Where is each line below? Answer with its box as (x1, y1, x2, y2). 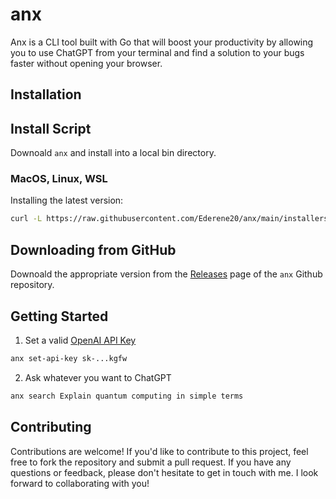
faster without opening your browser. (10, 57, 163, 69)
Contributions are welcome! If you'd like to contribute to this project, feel (10, 445, 309, 457)
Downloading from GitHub (10, 241, 177, 258)
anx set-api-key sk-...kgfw (10, 353, 128, 363)
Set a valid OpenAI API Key (24, 334, 137, 346)
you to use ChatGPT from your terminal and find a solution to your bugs (10, 46, 305, 58)
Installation (10, 86, 82, 103)
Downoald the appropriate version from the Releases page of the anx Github (10, 268, 323, 280)
